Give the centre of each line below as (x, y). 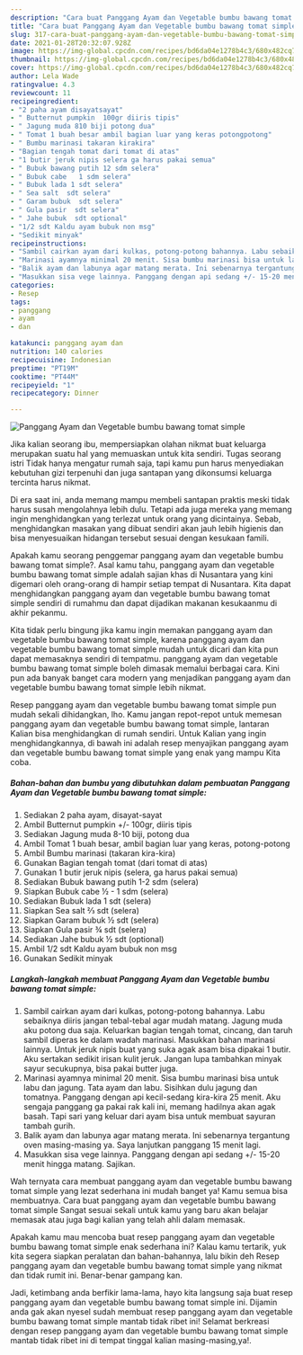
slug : (20, 34)
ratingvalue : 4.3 (43, 85)
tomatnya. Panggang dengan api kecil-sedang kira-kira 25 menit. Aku (152, 1097)
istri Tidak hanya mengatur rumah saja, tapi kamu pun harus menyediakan (147, 463)
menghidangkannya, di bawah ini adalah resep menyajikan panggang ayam (149, 744)
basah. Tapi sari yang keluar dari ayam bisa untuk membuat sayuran (149, 1117)
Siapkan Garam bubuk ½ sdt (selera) (91, 920)
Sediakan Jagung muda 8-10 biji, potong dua (106, 834)
